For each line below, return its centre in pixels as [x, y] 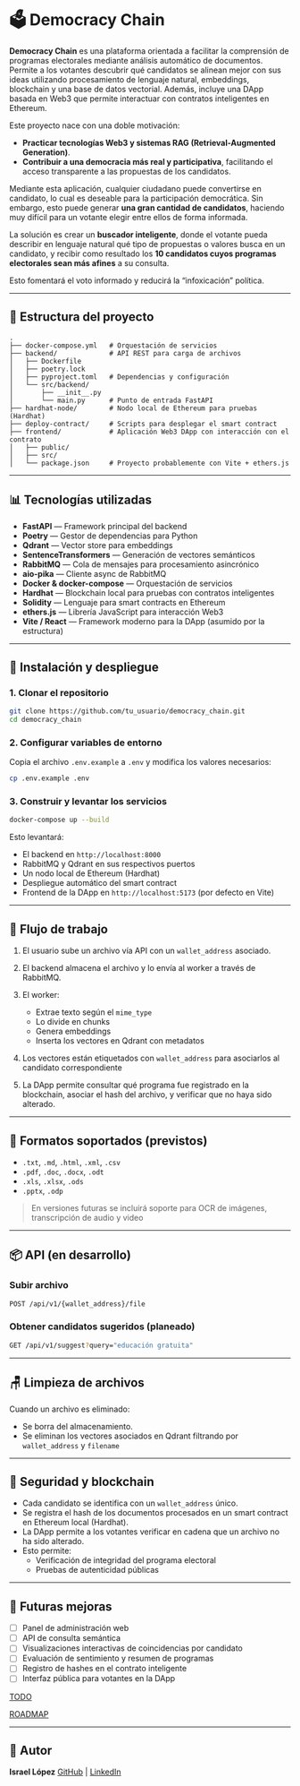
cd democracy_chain [46, 720]
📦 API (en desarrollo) [70, 1255]
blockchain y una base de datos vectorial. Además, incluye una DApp [137, 89]
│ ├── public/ [39, 447]
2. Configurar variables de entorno [86, 743]
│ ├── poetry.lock [48, 369]
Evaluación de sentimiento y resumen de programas [118, 1658]
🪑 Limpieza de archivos [77, 1383]
